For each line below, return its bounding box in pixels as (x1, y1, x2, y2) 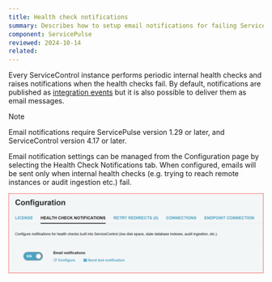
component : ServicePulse (8, 30, 92, 38)
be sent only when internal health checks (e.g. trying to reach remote (8, 169, 240, 179)
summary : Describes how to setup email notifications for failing (8, 21, 237, 30)
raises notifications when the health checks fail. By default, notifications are (8, 79, 261, 89)
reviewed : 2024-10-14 (8, 39, 82, 47)
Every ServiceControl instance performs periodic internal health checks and (8, 70, 262, 80)
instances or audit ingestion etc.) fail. (8, 178, 132, 187)
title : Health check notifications (8, 13, 129, 21)
